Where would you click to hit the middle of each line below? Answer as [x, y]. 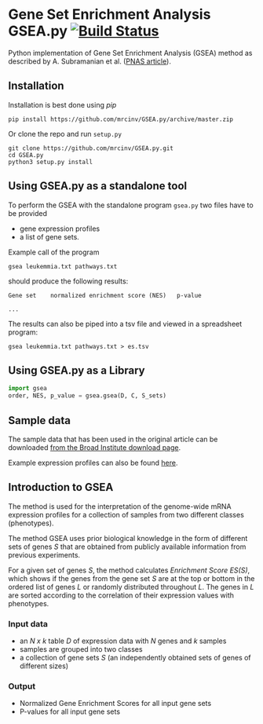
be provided [27, 213]
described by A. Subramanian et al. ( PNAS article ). [89, 61]
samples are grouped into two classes [81, 649]
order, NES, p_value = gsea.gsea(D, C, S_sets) [88, 396]
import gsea [27, 389]
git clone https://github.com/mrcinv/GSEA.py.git [91, 148]
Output [22, 686]
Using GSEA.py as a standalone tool [97, 186]
